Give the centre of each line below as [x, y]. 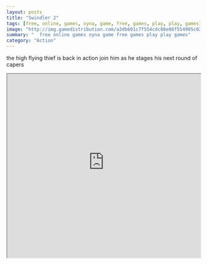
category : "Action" [31, 40]
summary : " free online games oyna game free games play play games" [99, 35]
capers [15, 64]
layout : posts [25, 12]
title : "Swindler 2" [33, 18]
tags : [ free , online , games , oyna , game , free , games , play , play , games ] [104, 23]
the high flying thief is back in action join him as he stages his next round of [102, 58]
